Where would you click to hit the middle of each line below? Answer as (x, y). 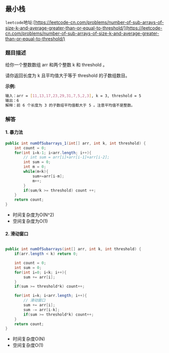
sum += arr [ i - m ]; (48, 176)
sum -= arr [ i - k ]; (41, 310)
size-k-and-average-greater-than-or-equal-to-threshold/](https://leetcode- (84, 28)
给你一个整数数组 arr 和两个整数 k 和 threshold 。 (56, 65)
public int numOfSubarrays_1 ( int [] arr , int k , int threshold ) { (76, 143)
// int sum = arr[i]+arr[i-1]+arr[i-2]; (67, 158)
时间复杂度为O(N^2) (33, 215)
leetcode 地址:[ (20, 22)
